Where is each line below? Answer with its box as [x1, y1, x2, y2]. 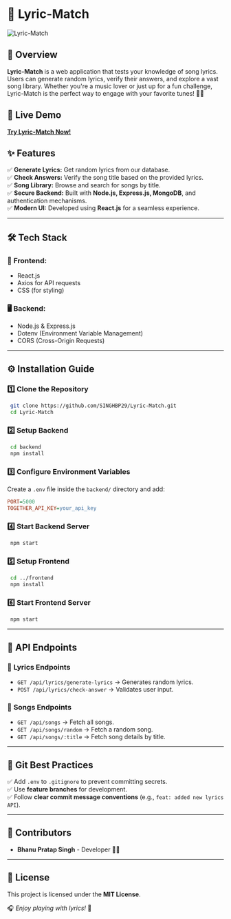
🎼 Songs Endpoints [7, 702, 72, 712]
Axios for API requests [16, 279, 81, 287]
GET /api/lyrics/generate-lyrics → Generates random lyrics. [16, 678, 194, 686]
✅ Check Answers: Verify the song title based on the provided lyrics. [7, 174, 204, 182]
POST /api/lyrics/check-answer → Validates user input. [16, 685, 174, 693]
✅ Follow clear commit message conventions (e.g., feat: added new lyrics [7, 793, 224, 801]
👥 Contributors [7, 827, 72, 839]
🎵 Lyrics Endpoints [7, 662, 71, 672]
